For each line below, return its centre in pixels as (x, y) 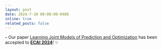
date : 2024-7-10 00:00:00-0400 (37, 14)
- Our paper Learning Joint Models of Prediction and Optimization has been (81, 37)
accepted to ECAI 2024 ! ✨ (32, 43)
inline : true (18, 19)
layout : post (18, 10)
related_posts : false (27, 23)
